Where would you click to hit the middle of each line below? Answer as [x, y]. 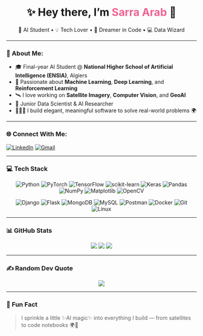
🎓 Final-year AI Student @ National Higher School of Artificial [94, 67]
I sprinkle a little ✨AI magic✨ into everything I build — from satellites [106, 318]
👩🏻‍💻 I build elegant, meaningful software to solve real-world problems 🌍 [106, 110]
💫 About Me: [25, 53]
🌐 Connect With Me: [37, 134]
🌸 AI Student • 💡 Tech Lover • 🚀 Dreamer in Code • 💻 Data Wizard [101, 30]
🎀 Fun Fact [22, 305]
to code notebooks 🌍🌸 [50, 325]
